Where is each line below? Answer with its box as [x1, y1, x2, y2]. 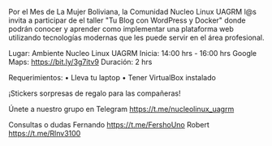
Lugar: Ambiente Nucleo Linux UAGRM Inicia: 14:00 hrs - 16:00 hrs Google [8, 49, 257, 58]
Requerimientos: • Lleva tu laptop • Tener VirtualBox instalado [8, 73, 217, 82]
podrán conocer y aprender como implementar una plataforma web [8, 24, 234, 33]
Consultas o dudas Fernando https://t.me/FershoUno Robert [8, 120, 209, 129]
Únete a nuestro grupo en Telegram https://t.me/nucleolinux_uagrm [8, 105, 235, 114]
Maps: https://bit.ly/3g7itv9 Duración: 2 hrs [8, 57, 153, 67]
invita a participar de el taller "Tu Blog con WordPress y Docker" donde [8, 15, 246, 25]
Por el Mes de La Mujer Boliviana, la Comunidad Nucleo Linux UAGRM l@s [8, 7, 257, 16]
